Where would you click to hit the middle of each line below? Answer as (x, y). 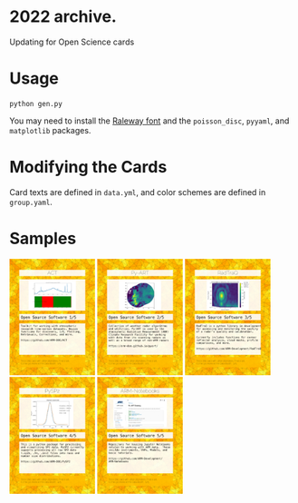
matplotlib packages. (50, 130)
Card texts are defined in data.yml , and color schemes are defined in (138, 192)
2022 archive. (63, 17)
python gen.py (36, 104)
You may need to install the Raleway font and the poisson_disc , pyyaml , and (149, 121)
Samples (43, 239)
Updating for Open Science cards (72, 42)
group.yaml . (31, 202)
